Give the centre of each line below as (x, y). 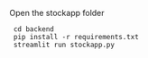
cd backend (33, 29)
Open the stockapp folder (57, 13)
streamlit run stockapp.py (64, 45)
